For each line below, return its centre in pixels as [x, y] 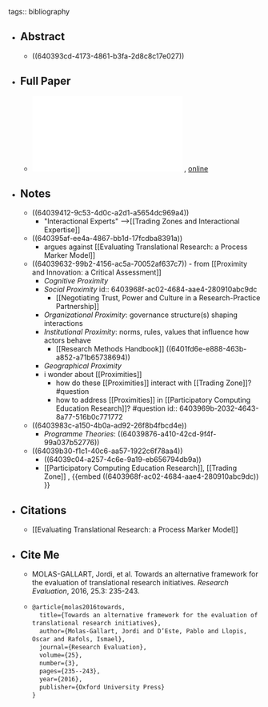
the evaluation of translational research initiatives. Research [130, 583]
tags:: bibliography [39, 12]
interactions [63, 323]
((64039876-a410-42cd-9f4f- [167, 434]
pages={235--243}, [70, 672]
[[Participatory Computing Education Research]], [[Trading [140, 468]
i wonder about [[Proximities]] [93, 375]
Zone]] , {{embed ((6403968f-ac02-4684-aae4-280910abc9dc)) [151, 476]
